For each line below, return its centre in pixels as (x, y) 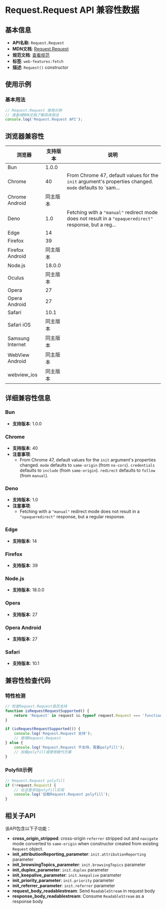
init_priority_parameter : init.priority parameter (63, 880)
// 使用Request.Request (38, 738)
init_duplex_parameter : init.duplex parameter (60, 869)
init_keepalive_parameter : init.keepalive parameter (67, 875)
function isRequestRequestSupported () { (47, 711)
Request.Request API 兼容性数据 (72, 10)
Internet (17, 345)
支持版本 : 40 (25, 448)
